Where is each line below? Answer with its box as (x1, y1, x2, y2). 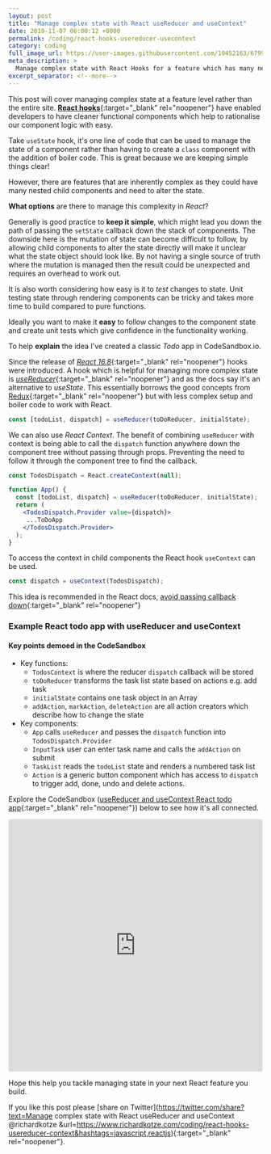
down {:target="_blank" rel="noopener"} (8, 600, 141, 610)
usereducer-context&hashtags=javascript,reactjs (8, 1128, 171, 1138)
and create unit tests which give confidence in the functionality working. (8, 325, 248, 335)
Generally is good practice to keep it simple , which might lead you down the (8, 217, 262, 226)
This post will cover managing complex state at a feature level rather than (8, 94, 252, 103)
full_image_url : (8, 49, 63, 57)
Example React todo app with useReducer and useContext (8, 621, 241, 632)
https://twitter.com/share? (158, 1102, 244, 1112)
